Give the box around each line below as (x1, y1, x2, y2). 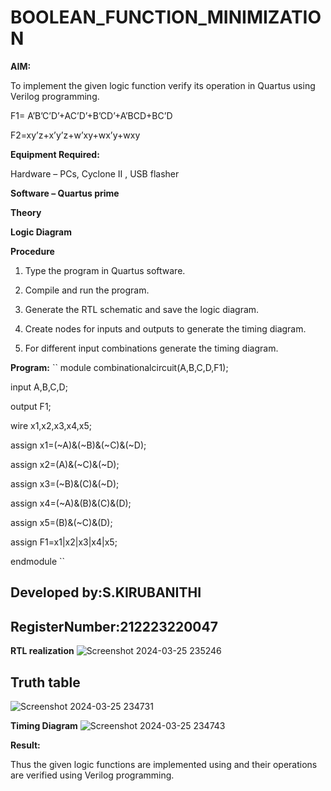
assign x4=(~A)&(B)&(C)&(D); (10, 497, 132, 509)
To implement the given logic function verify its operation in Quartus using (10, 79, 316, 91)
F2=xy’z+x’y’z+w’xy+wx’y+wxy (10, 129, 141, 141)
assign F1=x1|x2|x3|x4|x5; (10, 536, 118, 548)
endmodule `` (10, 555, 66, 567)
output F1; (10, 400, 52, 412)
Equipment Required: (10, 148, 100, 160)
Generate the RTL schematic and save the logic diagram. (24, 303, 260, 315)
